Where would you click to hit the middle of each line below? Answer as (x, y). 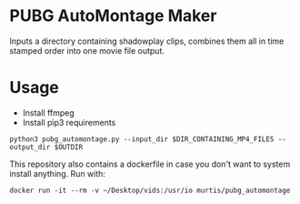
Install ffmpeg (48, 112)
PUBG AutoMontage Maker (113, 16)
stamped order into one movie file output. (87, 50)
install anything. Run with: (58, 173)
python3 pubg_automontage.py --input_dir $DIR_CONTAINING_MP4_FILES (142, 139)
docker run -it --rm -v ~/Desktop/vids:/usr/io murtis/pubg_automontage (150, 190)
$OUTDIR (69, 147)
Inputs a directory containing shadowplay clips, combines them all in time (147, 41)
